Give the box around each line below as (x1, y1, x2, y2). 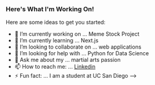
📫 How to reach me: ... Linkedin (14, 63, 96, 70)
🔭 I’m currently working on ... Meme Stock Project (14, 30, 140, 38)
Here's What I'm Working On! (5, 5, 95, 13)
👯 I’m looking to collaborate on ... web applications (14, 43, 142, 50)
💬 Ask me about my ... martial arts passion (14, 56, 121, 64)
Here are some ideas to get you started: (5, 19, 106, 26)
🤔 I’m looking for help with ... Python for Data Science (14, 50, 149, 57)
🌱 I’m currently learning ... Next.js (14, 37, 99, 44)
